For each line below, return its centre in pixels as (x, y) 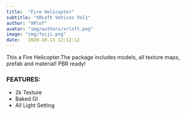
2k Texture (28, 93)
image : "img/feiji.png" (36, 34)
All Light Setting (35, 105)
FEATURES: (24, 79)
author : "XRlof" (27, 23)
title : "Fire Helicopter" (40, 12)
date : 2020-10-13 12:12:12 (43, 40)
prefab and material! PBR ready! (46, 64)
